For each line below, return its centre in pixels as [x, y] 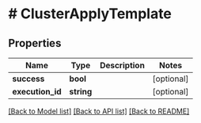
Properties [35, 43]
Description [122, 65]
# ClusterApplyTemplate [90, 14]
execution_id [37, 92]
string [81, 92]
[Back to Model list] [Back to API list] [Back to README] [99, 111]
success [28, 79]
